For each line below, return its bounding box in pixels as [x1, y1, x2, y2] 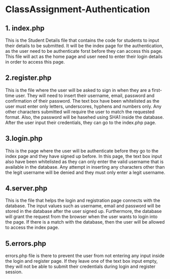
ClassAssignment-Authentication [5, 4, 150, 15]
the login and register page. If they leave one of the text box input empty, [5, 258, 158, 264]
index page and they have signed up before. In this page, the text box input [5, 153, 162, 159]
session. [5, 269, 23, 275]
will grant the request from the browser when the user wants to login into [5, 213, 158, 220]
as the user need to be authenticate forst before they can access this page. [5, 48, 163, 54]
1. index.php [5, 24, 45, 33]
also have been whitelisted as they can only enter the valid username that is [5, 159, 164, 165]
